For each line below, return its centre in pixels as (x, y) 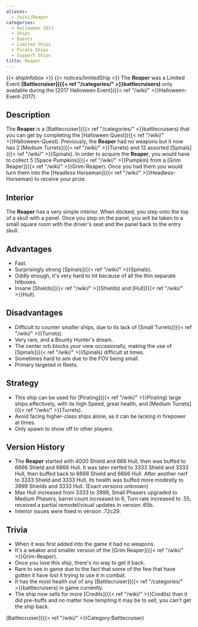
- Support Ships (31, 55)
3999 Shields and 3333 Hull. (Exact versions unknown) (81, 486)
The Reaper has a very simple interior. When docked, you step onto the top (98, 212)
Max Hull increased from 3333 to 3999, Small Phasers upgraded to (96, 493)
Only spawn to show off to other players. (64, 429)
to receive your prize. (60, 179)
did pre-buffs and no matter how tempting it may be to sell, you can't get (103, 601)
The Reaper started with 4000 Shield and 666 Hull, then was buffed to (100, 461)
